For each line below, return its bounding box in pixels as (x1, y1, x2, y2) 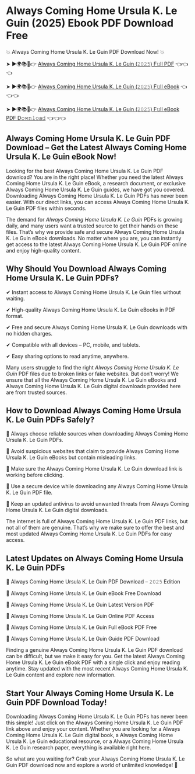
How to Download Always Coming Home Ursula (6, 405, 182, 416)
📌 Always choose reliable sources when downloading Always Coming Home (6, 430, 189, 437)
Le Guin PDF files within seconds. (6, 205, 87, 212)
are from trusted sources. (6, 389, 68, 396)
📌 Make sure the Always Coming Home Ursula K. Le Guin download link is (6, 465, 183, 472)
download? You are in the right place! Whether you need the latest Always (6, 174, 183, 181)
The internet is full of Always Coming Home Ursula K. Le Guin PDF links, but (6, 518, 188, 525)
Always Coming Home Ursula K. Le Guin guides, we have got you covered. (6, 186, 185, 193)
